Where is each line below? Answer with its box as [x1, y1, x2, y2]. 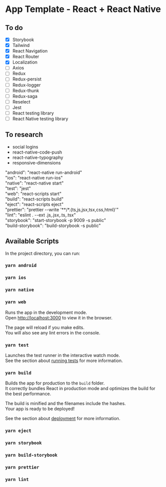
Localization [12, 59, 38, 65]
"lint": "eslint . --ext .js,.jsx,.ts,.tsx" [5, 211, 76, 218]
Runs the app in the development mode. [5, 309, 87, 315]
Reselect [12, 98, 31, 104]
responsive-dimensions [12, 159, 61, 165]
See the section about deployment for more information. [5, 415, 121, 421]
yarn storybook [5, 440, 42, 446]
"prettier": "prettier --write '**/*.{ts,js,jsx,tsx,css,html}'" [5, 206, 119, 212]
